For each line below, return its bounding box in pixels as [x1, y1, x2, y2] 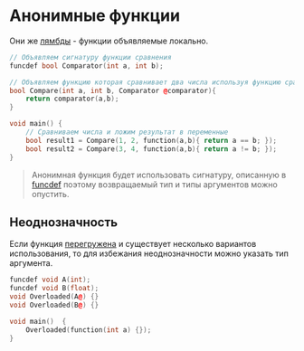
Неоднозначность [9, 214, 119, 230]
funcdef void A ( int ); [9, 275, 91, 285]
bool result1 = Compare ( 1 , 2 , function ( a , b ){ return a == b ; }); [25, 136, 278, 145]
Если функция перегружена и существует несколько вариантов [9, 239, 257, 250]
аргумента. [9, 258, 53, 269]
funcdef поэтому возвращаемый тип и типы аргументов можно [31, 178, 278, 190]
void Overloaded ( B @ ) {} [9, 300, 100, 309]
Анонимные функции [9, 5, 181, 26]
